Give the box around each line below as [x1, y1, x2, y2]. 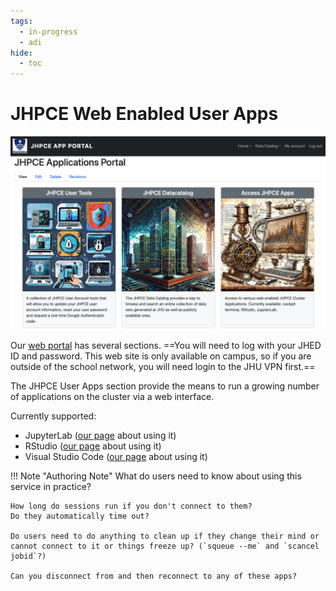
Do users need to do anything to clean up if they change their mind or [10, 531, 320, 541]
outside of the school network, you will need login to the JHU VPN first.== [10, 360, 316, 372]
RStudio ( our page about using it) [24, 440, 162, 452]
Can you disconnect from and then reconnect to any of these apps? [10, 571, 298, 581]
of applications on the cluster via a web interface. [10, 390, 215, 402]
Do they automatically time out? [10, 511, 150, 521]
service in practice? [10, 480, 92, 492]
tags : [10, 16, 33, 26]
